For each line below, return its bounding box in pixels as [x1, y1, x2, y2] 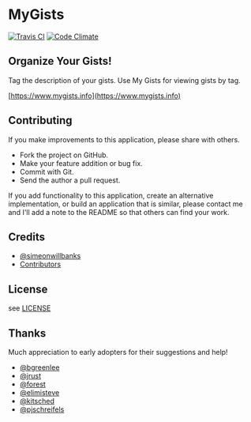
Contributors [19, 259, 62, 269]
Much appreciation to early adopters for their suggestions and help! [8, 348, 228, 356]
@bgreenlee [19, 363, 60, 372]
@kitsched [19, 397, 55, 405]
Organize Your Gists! [8, 55, 112, 68]
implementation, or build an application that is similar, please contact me [8, 199, 243, 209]
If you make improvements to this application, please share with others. [8, 134, 241, 144]
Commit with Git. [19, 167, 74, 176]
